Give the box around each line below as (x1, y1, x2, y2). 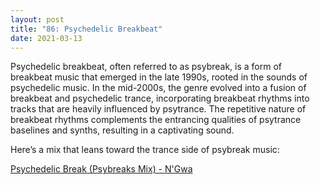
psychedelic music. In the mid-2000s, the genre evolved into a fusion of (10, 82, 307, 94)
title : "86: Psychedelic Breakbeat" (10, 24, 163, 34)
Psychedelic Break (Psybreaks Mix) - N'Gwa (10, 163, 193, 175)
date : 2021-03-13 (10, 33, 83, 43)
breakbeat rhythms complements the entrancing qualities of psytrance (10, 114, 302, 126)
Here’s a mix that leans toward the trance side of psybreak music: (10, 144, 280, 156)
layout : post (10, 14, 65, 25)
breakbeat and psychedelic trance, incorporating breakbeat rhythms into (10, 92, 310, 105)
